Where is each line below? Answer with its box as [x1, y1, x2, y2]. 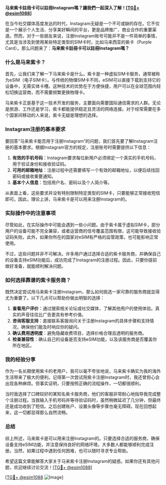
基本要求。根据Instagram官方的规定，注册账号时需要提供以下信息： [13, 144, 151, 150]
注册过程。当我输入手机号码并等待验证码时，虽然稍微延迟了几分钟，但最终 [9, 397, 161, 403]
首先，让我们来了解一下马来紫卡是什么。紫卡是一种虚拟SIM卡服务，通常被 [5, 71, 156, 77]
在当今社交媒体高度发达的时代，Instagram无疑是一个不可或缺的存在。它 [5, 21, 151, 26]
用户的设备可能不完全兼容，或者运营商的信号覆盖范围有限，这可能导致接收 [5, 228, 157, 234]
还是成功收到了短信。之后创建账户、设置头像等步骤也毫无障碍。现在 [5, 404, 144, 409]
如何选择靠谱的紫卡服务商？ [5, 277, 71, 283]
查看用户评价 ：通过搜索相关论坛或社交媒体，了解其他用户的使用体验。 [12, 306, 156, 312]
